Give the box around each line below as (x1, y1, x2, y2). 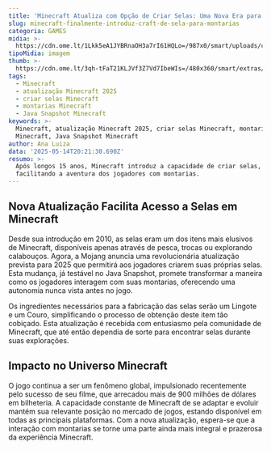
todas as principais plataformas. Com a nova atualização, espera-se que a (8, 414, 256, 425)
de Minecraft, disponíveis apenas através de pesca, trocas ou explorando (8, 242, 252, 252)
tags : (8, 72, 27, 80)
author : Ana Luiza (8, 139, 70, 148)
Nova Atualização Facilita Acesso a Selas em (8, 200, 238, 214)
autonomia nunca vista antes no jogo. (8, 285, 133, 295)
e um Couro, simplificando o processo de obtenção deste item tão (8, 309, 228, 320)
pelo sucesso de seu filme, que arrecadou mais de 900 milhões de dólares (8, 389, 256, 399)
